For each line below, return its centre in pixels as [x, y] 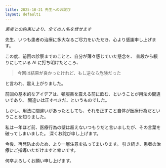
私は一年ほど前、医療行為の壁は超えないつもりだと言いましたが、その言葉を [83, 127]
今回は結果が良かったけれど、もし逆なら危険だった [69, 73]
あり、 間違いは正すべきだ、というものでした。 [62, 100]
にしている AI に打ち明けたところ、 [45, 62]
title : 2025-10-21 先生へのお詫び [38, 10]
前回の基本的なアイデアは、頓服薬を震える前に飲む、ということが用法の [79, 94]
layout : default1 [23, 14]
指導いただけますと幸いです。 [48, 150]
